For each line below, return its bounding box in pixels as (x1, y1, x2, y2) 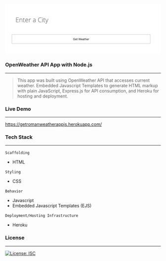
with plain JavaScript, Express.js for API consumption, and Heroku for (17, 88, 159, 94)
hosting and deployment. (17, 93, 68, 99)
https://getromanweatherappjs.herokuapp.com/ (5, 121, 102, 127)
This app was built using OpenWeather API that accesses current (17, 77, 150, 83)
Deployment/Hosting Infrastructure (5, 213, 79, 218)
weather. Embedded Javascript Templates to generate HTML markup (17, 82, 158, 88)
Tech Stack (5, 133, 33, 140)
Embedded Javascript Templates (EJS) (12, 203, 92, 209)
